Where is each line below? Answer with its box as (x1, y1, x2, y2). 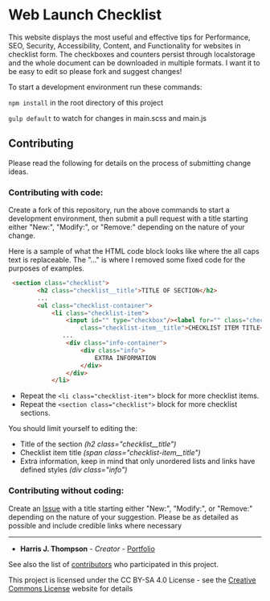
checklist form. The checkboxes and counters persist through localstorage (8, 49, 256, 59)
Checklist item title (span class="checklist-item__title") (19, 448, 201, 458)
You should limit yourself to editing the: (8, 424, 138, 433)
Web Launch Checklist (8, 6, 162, 24)
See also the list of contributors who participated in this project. (8, 559, 219, 569)
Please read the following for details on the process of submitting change (8, 158, 252, 168)
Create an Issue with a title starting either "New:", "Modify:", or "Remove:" (8, 504, 253, 513)
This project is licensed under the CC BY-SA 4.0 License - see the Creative (8, 574, 256, 585)
